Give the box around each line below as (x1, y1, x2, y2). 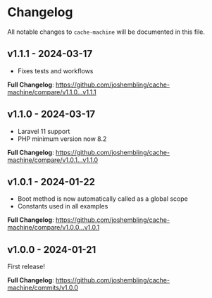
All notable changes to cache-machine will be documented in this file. (7, 27, 206, 36)
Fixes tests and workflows (17, 66, 94, 75)
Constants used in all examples (17, 202, 108, 211)
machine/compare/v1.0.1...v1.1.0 (7, 156, 99, 164)
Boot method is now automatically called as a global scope (17, 194, 188, 203)
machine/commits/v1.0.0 (7, 283, 79, 292)
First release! (7, 262, 46, 271)
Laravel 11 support (17, 127, 70, 135)
